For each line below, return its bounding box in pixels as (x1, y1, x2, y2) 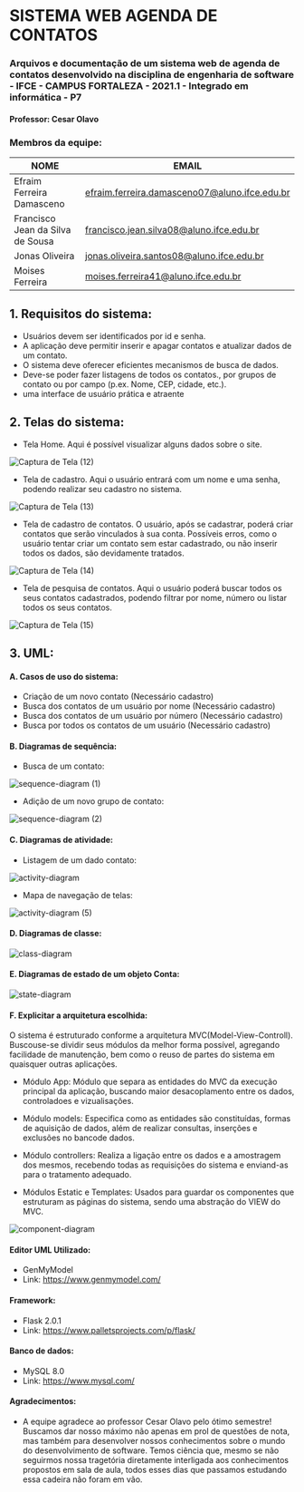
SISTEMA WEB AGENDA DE (9, 5, 218, 26)
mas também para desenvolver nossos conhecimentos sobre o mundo (22, 1436, 286, 1447)
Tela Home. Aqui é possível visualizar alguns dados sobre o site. (22, 439, 262, 450)
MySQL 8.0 (22, 1365, 65, 1376)
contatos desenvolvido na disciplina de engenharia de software (9, 69, 295, 82)
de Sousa (14, 235, 54, 247)
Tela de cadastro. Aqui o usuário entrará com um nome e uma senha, (22, 473, 280, 485)
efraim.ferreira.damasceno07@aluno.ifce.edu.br (84, 187, 290, 199)
